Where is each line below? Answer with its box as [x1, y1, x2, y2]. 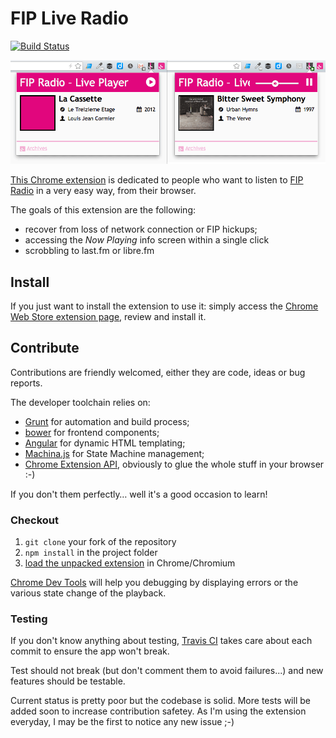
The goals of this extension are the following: [10, 204, 197, 216]
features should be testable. [10, 675, 126, 687]
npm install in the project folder [24, 547, 158, 559]
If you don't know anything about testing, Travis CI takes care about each [10, 635, 313, 647]
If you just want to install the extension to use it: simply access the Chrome [10, 300, 319, 312]
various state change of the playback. [10, 587, 167, 599]
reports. [10, 377, 43, 389]
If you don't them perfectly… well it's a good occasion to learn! [10, 488, 268, 500]
